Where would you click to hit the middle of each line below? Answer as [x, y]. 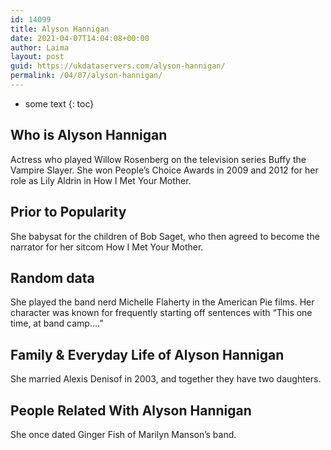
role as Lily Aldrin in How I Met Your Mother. [101, 180]
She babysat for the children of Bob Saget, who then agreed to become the [165, 236]
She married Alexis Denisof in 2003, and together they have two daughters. [166, 379]
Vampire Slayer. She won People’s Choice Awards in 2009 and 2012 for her [164, 170]
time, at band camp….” [57, 323]
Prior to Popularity [68, 212]
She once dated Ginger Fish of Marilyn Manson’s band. [123, 434]
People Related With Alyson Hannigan [131, 410]
